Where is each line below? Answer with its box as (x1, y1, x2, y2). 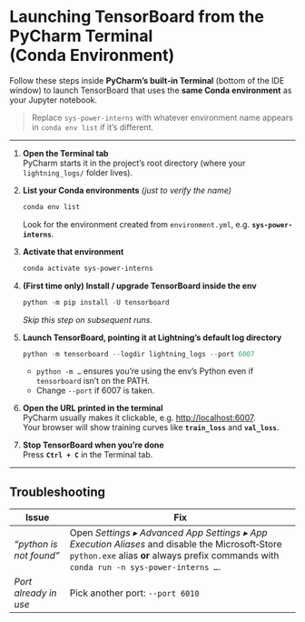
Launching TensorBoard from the (9, 6, 265, 27)
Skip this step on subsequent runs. (22, 314, 152, 325)
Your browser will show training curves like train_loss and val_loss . (22, 422, 280, 433)
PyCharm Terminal (9, 25, 153, 46)
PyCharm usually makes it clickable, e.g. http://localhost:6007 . (22, 412, 256, 424)
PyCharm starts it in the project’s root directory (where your (22, 157, 246, 168)
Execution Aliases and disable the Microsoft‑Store (69, 538, 282, 551)
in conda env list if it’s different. (31, 121, 154, 133)
